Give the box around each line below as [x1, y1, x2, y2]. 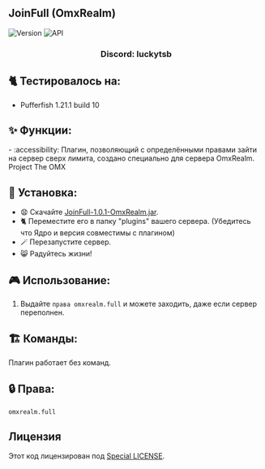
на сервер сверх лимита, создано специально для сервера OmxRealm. [8, 153, 255, 163]
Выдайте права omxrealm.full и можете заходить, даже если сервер [19, 299, 258, 308]
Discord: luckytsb [100, 48, 173, 59]
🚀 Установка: [8, 186, 78, 200]
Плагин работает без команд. [8, 357, 112, 368]
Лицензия [8, 430, 62, 443]
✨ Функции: [8, 123, 72, 137]
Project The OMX [8, 162, 66, 172]
